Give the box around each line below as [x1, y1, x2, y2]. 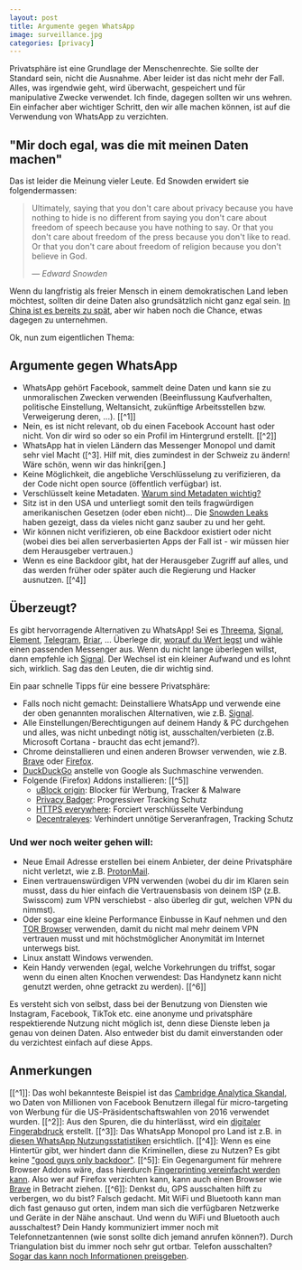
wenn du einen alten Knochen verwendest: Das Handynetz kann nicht [22, 971, 282, 982]
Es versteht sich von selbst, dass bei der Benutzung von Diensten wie [9, 998, 268, 1009]
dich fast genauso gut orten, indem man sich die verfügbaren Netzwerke [9, 1202, 279, 1213]
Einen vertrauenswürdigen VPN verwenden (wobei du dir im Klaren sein [22, 875, 289, 886]
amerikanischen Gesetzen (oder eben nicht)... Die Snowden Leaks [22, 507, 269, 518]
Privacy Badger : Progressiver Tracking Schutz [35, 794, 207, 804]
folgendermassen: [9, 185, 78, 196]
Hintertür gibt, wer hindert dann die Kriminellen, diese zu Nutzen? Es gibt [9, 1144, 280, 1155]
